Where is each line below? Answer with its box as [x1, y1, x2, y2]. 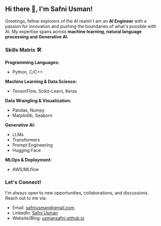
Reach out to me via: [5, 195, 47, 201]
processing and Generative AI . [5, 34, 69, 39]
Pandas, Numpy [12, 107, 45, 113]
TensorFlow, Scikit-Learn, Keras [12, 88, 77, 94]
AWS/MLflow [12, 166, 39, 173]
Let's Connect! [5, 179, 41, 186]
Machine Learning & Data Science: [5, 78, 77, 84]
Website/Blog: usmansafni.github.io [12, 215, 85, 221]
